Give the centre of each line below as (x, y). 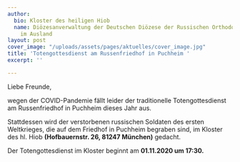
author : (19, 14)
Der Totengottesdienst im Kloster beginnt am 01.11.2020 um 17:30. (106, 151)
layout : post (27, 40)
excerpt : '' (25, 60)
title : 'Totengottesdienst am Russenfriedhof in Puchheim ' (99, 54)
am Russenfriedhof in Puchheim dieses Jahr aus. (80, 108)
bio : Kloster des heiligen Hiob (62, 21)
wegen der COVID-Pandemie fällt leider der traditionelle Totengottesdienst (117, 100)
